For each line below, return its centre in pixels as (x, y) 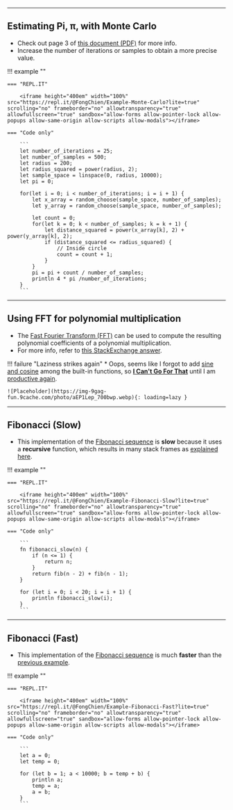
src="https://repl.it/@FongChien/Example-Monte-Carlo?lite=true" (103, 102)
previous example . (44, 663)
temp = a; (46, 786)
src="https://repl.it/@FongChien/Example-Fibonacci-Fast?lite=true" (108, 707)
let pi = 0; (37, 181)
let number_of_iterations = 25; (66, 151)
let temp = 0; (40, 762)
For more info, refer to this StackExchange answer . (89, 350)
